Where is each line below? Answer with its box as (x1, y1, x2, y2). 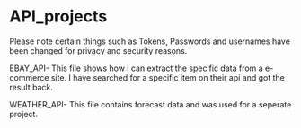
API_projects (9, 6, 108, 27)
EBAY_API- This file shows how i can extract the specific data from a (9, 63, 263, 73)
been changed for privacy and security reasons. (9, 45, 188, 55)
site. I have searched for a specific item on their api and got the (50, 72, 285, 82)
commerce (9, 72, 49, 82)
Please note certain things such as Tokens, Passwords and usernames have (9, 36, 290, 47)
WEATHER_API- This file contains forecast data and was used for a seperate (9, 98, 292, 109)
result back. (9, 81, 54, 92)
